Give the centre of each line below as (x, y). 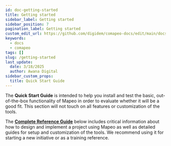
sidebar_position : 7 (27, 24)
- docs (17, 43)
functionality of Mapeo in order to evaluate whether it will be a (94, 101)
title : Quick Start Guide (37, 81)
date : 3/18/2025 (27, 67)
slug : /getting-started (31, 57)
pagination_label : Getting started (43, 29)
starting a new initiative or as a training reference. (57, 137)
